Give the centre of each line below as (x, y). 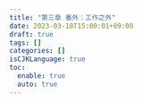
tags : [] (25, 43)
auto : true (38, 84)
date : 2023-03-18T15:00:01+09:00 (71, 26)
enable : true (42, 76)
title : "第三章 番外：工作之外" (63, 17)
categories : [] (38, 51)
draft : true (31, 34)
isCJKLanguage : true (48, 59)
